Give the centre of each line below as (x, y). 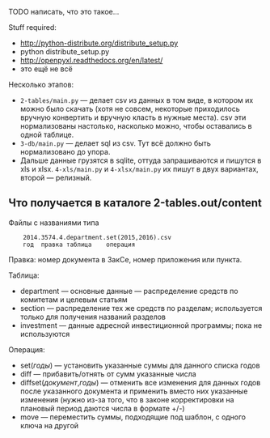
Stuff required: (32, 27)
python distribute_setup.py (65, 51)
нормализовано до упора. (65, 152)
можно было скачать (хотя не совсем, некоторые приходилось (130, 109)
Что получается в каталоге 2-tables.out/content (135, 203)
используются (45, 334)
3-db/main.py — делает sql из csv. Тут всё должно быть (116, 143)
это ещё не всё (46, 69)
